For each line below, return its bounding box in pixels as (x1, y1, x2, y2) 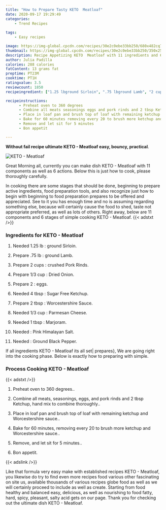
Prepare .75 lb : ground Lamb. (12, 252, 73, 258)
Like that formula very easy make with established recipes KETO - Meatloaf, (5, 469, 160, 475)
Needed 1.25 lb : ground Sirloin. (12, 242, 77, 249)
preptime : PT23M (5, 71, 39, 76)
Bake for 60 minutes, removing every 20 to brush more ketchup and (12, 425, 151, 431)
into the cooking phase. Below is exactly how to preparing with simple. (5, 353, 149, 359)
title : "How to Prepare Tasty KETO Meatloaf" (5, 7, 103, 12)
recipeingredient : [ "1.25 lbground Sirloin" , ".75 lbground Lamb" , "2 (5, 89, 154, 94)
